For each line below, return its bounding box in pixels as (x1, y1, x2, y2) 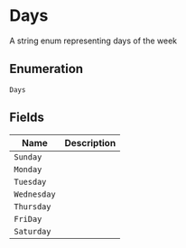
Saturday (14, 226, 51, 236)
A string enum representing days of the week (9, 35, 178, 46)
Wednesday (14, 188, 56, 199)
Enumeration (9, 61, 84, 77)
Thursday (14, 201, 51, 212)
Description (64, 136, 116, 149)
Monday (14, 164, 42, 174)
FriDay (14, 214, 42, 224)
